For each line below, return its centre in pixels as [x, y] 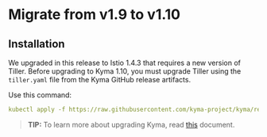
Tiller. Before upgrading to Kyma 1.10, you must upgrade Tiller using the [125, 71]
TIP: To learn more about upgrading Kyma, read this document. [131, 124]
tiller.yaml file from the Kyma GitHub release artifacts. [100, 80]
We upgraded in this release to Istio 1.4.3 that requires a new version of [124, 63]
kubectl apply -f [37, 109]
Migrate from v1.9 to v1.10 [95, 15]
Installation [37, 44]
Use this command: [40, 95]
